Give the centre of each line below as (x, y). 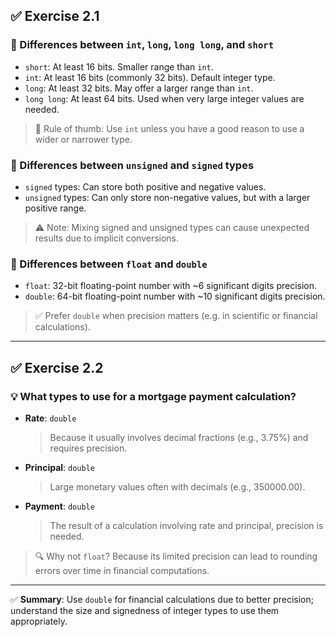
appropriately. (39, 621)
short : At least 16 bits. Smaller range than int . (119, 66)
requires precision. (88, 448)
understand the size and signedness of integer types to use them (145, 610)
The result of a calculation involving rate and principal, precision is (186, 525)
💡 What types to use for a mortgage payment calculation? (153, 396)
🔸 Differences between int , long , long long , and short (142, 45)
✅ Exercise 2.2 (57, 367)
